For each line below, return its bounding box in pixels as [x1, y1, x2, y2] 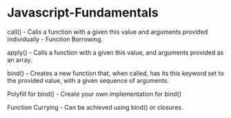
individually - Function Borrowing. [7, 35, 103, 43]
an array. [7, 55, 32, 63]
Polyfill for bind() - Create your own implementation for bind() [7, 90, 181, 98]
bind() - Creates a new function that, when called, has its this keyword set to [7, 69, 224, 77]
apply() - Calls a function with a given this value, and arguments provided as [7, 48, 224, 57]
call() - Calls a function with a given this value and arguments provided [7, 28, 208, 36]
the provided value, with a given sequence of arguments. [7, 76, 169, 84]
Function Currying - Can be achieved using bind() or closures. [7, 103, 183, 111]
